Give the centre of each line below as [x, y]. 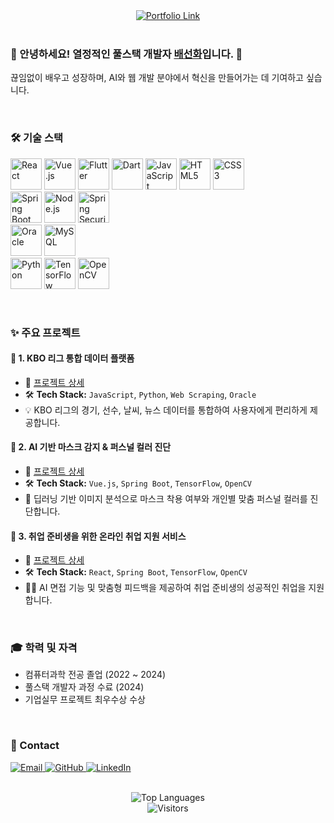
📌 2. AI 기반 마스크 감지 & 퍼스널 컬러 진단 [91, 447]
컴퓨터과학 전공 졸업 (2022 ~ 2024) [95, 675]
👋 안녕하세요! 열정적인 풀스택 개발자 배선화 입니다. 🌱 [126, 54]
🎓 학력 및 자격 [44, 648]
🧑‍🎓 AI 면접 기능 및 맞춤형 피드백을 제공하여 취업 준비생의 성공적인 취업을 [165, 588]
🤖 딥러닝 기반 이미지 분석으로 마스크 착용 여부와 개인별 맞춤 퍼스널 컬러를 [166, 498]
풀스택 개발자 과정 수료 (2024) [84, 687]
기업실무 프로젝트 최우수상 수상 [85, 700]
